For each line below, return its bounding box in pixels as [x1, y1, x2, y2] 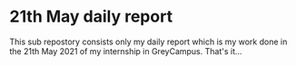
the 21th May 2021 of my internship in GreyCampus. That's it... [9, 45, 242, 56]
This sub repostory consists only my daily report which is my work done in [9, 36, 288, 47]
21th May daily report [9, 6, 173, 27]
